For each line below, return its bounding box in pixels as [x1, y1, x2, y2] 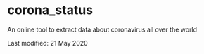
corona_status [7, 2, 94, 18]
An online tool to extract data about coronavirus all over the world [7, 25, 198, 34]
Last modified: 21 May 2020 [7, 39, 88, 47]
